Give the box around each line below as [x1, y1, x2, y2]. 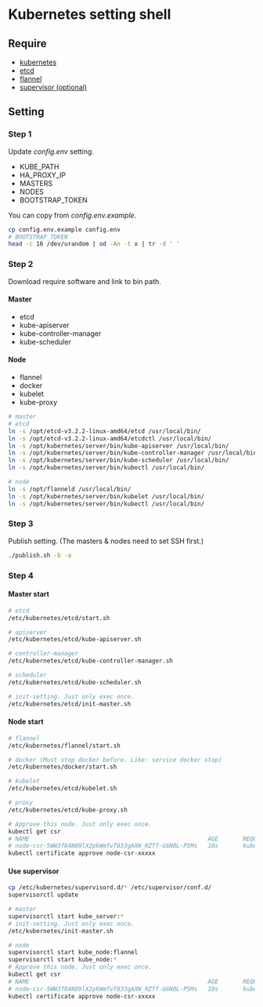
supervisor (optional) [19, 82, 88, 92]
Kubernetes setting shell [8, 5, 171, 24]
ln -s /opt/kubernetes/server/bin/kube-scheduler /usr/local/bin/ [8, 457, 229, 465]
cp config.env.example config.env [8, 225, 121, 233]
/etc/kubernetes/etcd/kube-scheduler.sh [8, 678, 142, 686]
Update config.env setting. [8, 147, 94, 156]
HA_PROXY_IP [19, 170, 67, 180]
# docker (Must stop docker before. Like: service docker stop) [8, 756, 222, 764]
